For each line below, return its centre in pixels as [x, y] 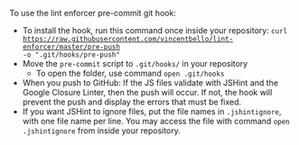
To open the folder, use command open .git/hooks [130, 73]
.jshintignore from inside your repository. [101, 131]
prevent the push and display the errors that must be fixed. [132, 102]
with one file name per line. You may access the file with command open [156, 121]
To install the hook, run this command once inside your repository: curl [155, 30]
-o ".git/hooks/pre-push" [71, 55]
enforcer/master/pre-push [71, 47]
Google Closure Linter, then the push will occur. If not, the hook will [147, 92]
